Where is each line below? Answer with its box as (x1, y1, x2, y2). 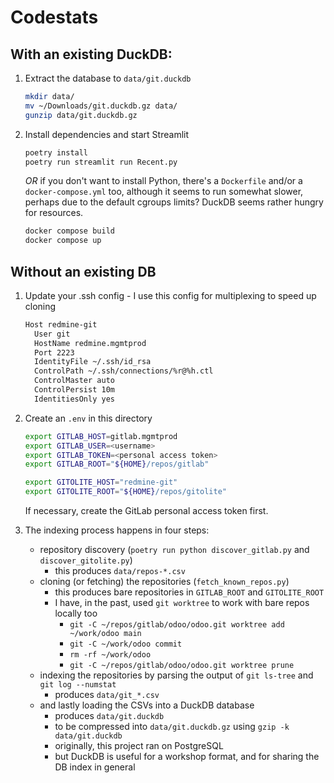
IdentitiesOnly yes (34, 394, 115, 404)
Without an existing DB (10, 263, 157, 280)
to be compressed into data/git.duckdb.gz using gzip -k (54, 721, 290, 733)
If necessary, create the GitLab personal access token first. (24, 505, 269, 517)
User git (34, 329, 71, 339)
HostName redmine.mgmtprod (34, 338, 147, 348)
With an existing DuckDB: (10, 46, 173, 63)
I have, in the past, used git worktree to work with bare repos (54, 597, 310, 609)
